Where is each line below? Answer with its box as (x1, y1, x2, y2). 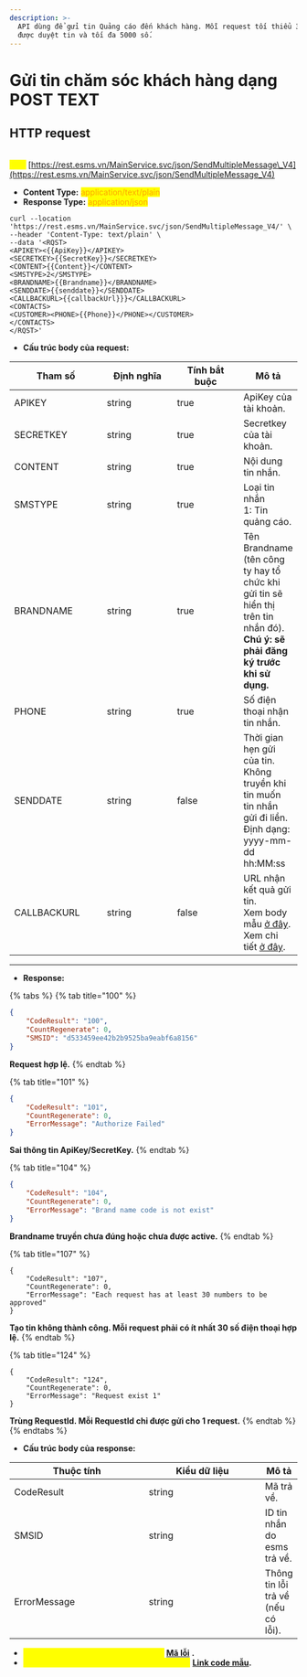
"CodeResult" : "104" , (26, 1189, 108, 1198)
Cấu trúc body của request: (22, 342, 130, 353)
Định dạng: (243, 823, 291, 836)
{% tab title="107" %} (9, 1248, 90, 1259)
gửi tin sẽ (243, 587, 283, 600)
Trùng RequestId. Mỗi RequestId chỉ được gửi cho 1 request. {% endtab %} (9, 1415, 297, 1426)
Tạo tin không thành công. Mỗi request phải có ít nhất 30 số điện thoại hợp (9, 1322, 297, 1333)
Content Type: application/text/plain (22, 187, 161, 198)
